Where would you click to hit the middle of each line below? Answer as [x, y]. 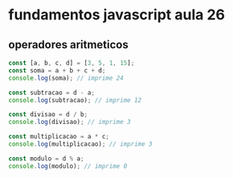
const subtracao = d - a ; [51, 93]
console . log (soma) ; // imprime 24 [66, 78]
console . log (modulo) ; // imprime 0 [68, 166]
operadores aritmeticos [68, 45]
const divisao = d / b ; [48, 114]
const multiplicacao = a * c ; [59, 137]
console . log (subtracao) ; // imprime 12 [75, 100]
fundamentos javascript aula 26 [117, 15]
